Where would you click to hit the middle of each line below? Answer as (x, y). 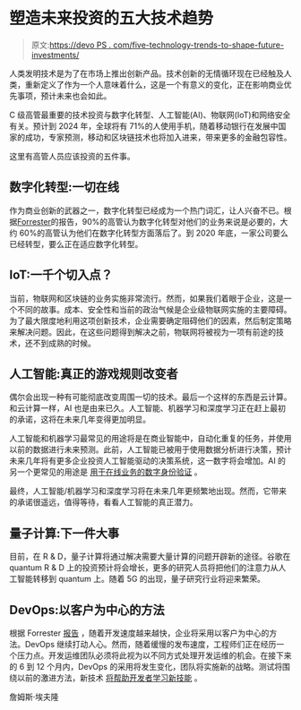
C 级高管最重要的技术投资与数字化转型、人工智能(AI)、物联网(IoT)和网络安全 (150, 115)
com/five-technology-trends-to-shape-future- (199, 45)
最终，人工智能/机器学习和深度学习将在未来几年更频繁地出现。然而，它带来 (148, 491)
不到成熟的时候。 (64, 343)
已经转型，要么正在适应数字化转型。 (76, 244)
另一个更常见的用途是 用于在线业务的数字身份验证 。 (106, 472)
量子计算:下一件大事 (64, 533)
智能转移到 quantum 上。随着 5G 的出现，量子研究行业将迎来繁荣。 (141, 579)
